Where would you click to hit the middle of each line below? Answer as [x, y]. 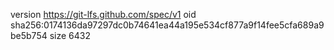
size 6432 [70, 35]
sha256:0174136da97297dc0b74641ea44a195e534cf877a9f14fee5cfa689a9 [167, 25]
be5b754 [29, 35]
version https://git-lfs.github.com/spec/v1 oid [103, 14]
